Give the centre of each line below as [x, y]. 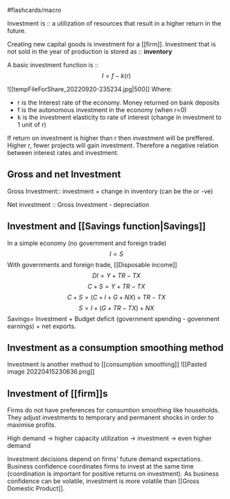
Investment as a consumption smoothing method [115, 348]
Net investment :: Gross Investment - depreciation [78, 204]
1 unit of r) [32, 125]
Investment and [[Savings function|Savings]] [107, 227]
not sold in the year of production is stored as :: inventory [90, 52]
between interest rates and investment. [63, 153]
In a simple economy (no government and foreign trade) [87, 243]
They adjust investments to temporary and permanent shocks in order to [110, 417]
